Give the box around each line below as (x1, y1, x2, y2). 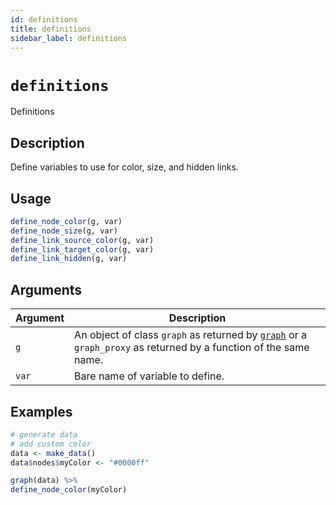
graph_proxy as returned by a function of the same (74, 341, 310, 355)
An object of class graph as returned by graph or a (74, 328, 307, 342)
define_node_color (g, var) (10, 216, 123, 226)
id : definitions (10, 14, 78, 25)
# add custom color (10, 439, 92, 449)
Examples (10, 403, 73, 420)
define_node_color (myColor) (10, 485, 128, 495)
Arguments (10, 281, 83, 298)
